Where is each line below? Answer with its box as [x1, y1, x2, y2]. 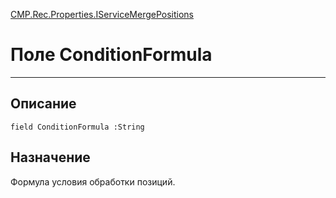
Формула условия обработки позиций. [10, 175, 176, 188]
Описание [10, 95, 77, 113]
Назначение [10, 149, 91, 166]
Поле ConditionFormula [10, 44, 213, 66]
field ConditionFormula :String [10, 122, 145, 132]
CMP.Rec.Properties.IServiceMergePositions [10, 9, 195, 20]
